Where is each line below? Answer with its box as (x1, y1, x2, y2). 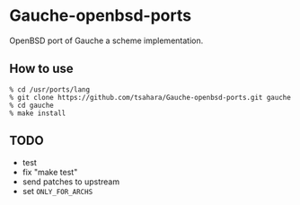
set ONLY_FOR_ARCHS (22, 185, 93, 196)
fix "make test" (22, 166, 78, 177)
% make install (9, 109, 66, 118)
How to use (9, 61, 74, 76)
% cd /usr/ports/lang (9, 85, 91, 94)
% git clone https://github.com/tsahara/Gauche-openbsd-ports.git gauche (9, 93, 292, 102)
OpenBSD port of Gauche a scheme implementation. (9, 35, 204, 46)
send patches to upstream (22, 176, 119, 187)
